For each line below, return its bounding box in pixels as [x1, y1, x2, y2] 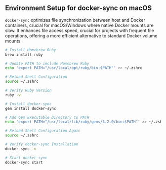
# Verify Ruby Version [5, 88, 52, 93]
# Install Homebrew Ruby [5, 47, 56, 52]
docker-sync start [5, 160, 43, 165]
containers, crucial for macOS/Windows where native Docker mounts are [5, 22, 154, 28]
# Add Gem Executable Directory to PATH [5, 115, 90, 120]
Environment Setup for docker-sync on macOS [5, 4, 152, 12]
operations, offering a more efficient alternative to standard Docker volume [5, 33, 158, 38]
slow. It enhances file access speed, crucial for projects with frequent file [5, 27, 154, 34]
